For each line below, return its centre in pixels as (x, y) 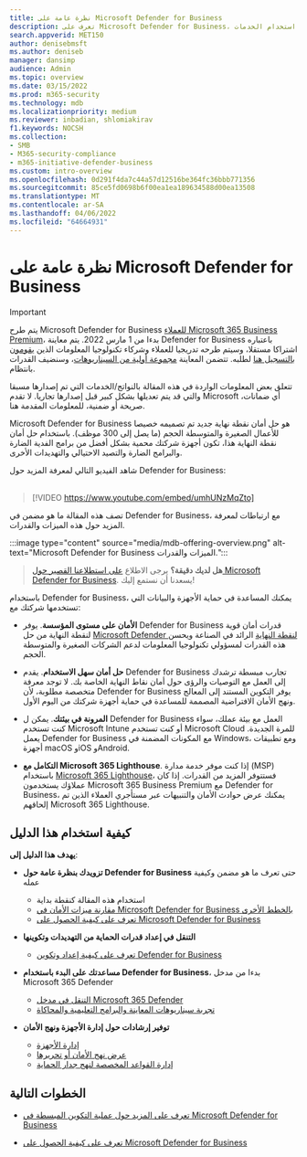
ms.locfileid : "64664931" (58, 222)
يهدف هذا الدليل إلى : (44, 854)
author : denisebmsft (49, 43)
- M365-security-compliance (63, 154)
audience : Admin (40, 69)
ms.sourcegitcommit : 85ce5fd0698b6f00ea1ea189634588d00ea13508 (132, 188)
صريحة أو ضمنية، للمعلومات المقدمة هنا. (78, 405)
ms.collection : (38, 137)
